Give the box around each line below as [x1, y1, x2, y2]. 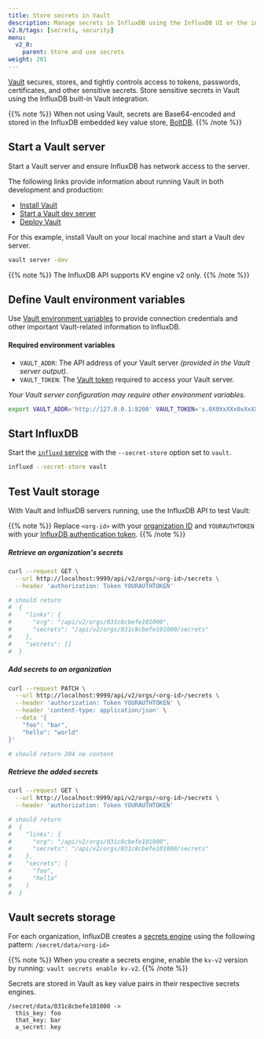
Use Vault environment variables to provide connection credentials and [8, 314, 238, 323]
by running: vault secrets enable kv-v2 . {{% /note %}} [8, 963, 189, 974]
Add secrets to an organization [8, 665, 112, 674]
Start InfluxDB [8, 426, 79, 440]
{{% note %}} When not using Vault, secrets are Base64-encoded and [8, 109, 236, 118]
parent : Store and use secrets [22, 48, 125, 56]
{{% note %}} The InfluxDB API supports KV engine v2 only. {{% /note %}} [8, 270, 250, 280]
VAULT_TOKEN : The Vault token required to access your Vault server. [19, 374, 235, 384]
